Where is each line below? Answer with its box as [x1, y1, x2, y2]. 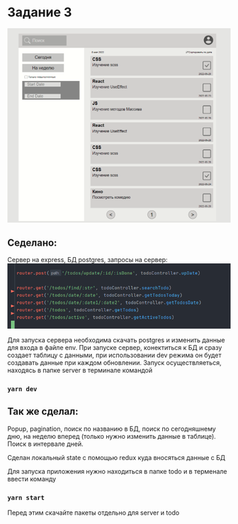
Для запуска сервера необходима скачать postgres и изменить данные [7, 335, 225, 344]
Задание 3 [7, 4, 72, 21]
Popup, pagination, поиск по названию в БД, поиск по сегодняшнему [7, 424, 216, 433]
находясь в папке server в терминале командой [7, 366, 153, 374]
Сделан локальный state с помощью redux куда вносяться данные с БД [7, 453, 226, 462]
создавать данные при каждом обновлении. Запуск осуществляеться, [7, 358, 222, 366]
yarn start [7, 493, 45, 501]
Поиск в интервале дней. [7, 440, 84, 448]
